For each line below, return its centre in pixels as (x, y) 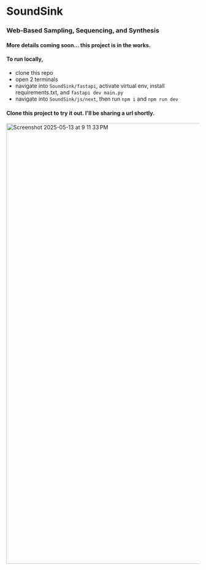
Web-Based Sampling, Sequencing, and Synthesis (83, 31)
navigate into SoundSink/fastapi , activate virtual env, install (90, 86)
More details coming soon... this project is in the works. (79, 45)
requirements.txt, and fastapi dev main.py (69, 92)
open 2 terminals (36, 79)
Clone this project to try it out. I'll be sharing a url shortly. (81, 113)
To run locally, (25, 59)
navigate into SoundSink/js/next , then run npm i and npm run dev (97, 99)
